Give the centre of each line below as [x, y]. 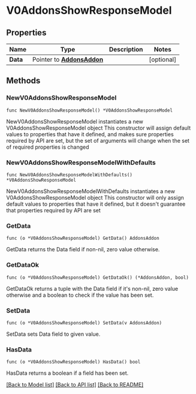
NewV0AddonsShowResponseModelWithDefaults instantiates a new [91, 191]
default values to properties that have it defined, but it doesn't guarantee [96, 204]
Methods [23, 81]
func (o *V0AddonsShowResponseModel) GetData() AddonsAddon [83, 238]
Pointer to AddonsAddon [68, 59]
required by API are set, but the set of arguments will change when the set [98, 140]
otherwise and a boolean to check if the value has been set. [80, 295]
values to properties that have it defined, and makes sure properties [90, 134]
